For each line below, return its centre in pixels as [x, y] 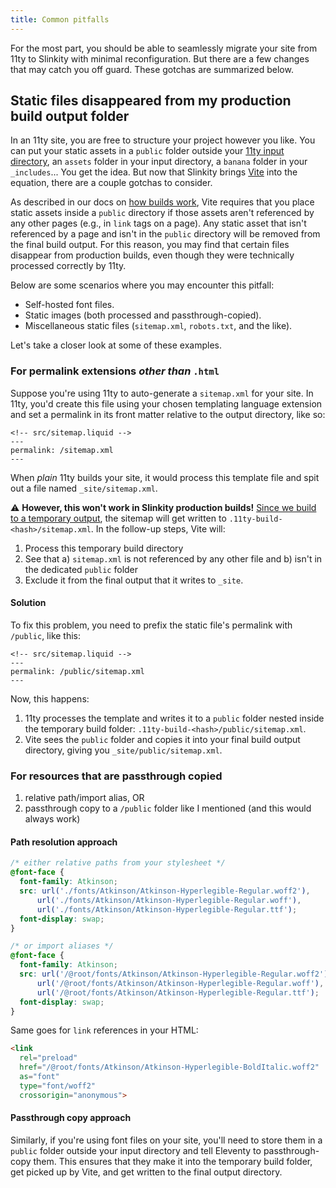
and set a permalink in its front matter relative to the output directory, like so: [168, 414]
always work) [52, 819]
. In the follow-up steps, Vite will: [158, 528]
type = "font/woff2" [58, 1086]
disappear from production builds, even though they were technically [152, 255]
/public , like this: [46, 635]
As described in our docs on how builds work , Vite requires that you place [162, 202]
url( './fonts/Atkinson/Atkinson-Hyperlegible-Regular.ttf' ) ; [167, 909]
